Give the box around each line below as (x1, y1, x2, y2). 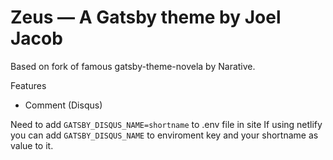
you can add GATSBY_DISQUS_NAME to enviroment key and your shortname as (10, 129, 319, 141)
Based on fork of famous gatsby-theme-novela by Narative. (10, 60, 256, 72)
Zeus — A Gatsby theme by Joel (10, 6, 282, 29)
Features (10, 79, 47, 91)
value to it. (10, 139, 54, 151)
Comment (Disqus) (24, 99, 103, 111)
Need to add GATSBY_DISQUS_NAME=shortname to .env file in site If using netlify (10, 118, 323, 130)
